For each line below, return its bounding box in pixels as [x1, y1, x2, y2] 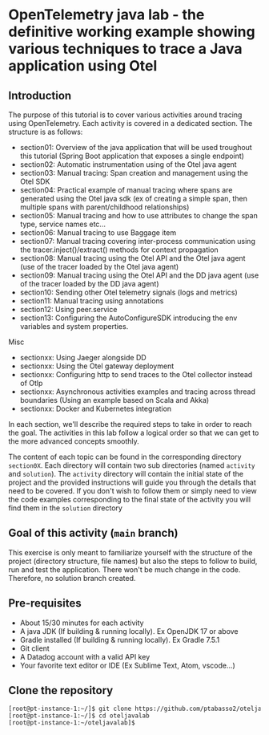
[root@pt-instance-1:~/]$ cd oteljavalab [8, 712, 150, 720]
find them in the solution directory [8, 503, 122, 513]
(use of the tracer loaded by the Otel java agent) [19, 262, 179, 271]
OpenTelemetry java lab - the [8, 6, 205, 24]
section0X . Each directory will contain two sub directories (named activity [8, 461, 255, 470]
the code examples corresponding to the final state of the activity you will [8, 495, 251, 504]
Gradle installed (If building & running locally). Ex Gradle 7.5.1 [19, 635, 220, 644]
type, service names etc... [19, 219, 106, 229]
